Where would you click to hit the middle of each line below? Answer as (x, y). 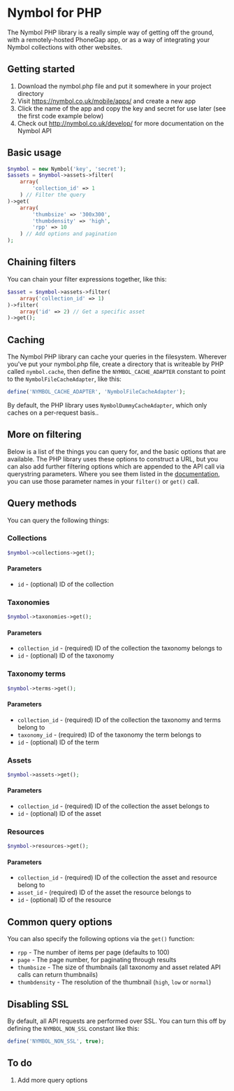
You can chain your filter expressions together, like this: (87, 279)
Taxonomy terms (37, 674)
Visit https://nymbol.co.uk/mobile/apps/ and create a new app (107, 101)
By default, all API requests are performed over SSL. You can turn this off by (117, 1021)
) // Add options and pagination (68, 234)
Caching (26, 340)
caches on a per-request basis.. (53, 412)
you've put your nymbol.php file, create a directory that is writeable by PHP (116, 364)
